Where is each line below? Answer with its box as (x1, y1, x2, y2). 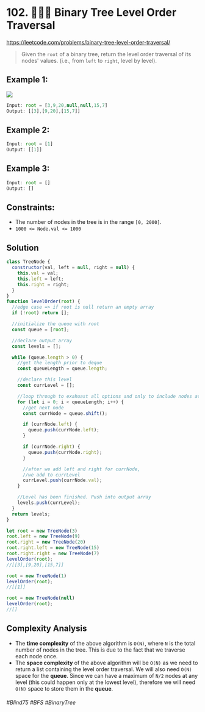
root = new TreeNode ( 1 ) (6, 573, 67, 579)
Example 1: (6, 74, 48, 85)
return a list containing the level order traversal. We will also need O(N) (15, 665, 192, 673)
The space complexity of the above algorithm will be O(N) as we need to (15, 659, 198, 666)
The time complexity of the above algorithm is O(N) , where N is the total (15, 639, 196, 647)
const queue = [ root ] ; (12, 326, 70, 333)
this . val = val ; (17, 270, 59, 276)
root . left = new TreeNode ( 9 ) (6, 533, 81, 539)
